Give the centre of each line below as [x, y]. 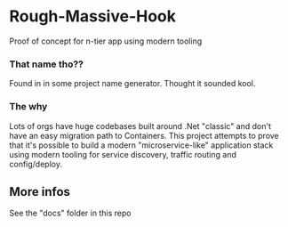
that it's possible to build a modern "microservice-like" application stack [141, 145]
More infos [40, 192]
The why [28, 107]
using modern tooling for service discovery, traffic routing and [123, 154]
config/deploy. [36, 164]
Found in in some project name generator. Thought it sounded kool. [132, 84]
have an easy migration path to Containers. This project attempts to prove [144, 135]
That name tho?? [47, 64]
